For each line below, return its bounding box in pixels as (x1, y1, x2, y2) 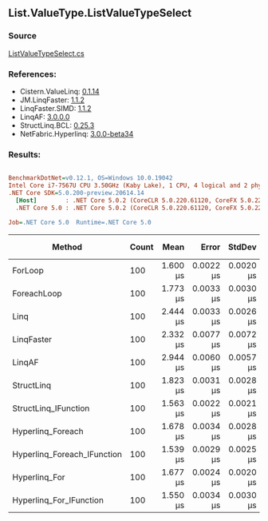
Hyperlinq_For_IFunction (12, 495, 104, 506)
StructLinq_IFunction (12, 403, 90, 414)
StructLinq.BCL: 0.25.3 (19, 120, 95, 130)
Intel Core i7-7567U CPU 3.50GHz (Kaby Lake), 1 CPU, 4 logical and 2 (8, 181, 248, 190)
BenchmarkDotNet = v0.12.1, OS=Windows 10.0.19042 (8, 174, 173, 182)
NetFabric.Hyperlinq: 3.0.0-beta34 (19, 129, 134, 138)
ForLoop (12, 264, 44, 276)
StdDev (228, 241, 257, 253)
